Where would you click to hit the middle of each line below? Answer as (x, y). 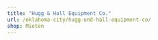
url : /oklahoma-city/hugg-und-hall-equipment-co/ (79, 20)
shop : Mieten (26, 26)
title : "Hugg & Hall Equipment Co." (59, 13)
